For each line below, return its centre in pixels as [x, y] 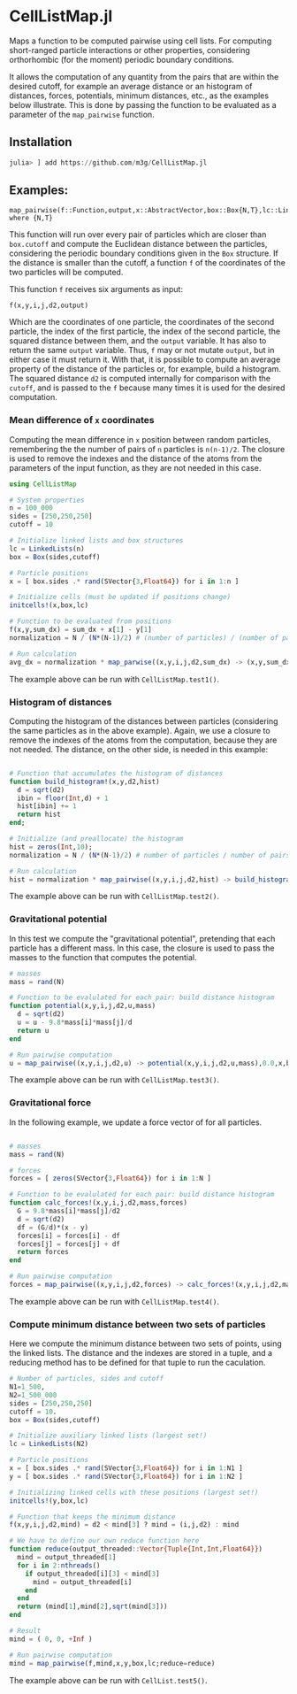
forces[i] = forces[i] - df [69, 1236]
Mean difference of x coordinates [82, 420]
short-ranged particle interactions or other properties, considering [129, 50]
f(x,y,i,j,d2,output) [49, 306]
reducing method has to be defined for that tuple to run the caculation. [137, 1363]
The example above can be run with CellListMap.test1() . [114, 679]
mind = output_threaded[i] [82, 1582]
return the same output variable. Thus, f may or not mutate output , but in [142, 350]
